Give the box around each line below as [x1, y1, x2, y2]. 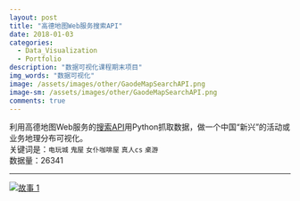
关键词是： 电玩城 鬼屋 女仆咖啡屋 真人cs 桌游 [9, 144, 159, 155]
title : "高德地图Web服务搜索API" [9, 21, 123, 30]
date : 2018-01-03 [9, 29, 74, 38]
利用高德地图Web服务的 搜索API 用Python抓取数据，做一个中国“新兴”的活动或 [9, 121, 291, 132]
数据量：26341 [9, 155, 64, 166]
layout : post [9, 13, 58, 22]
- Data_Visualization [17, 46, 98, 55]
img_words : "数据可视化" [9, 71, 96, 80]
